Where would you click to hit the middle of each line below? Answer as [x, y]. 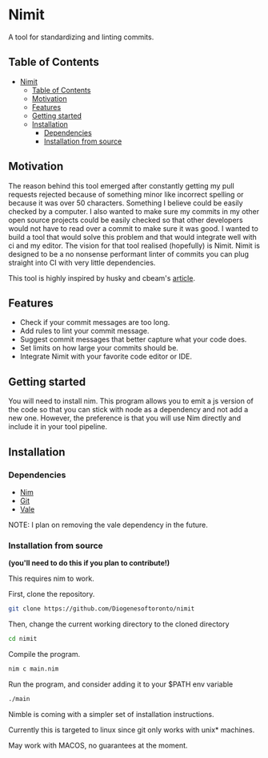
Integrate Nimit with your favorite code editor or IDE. [106, 357]
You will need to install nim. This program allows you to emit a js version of [131, 401]
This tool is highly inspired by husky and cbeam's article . [102, 278]
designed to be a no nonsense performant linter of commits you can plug [129, 253]
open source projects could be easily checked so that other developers [126, 220]
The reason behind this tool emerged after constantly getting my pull [121, 185]
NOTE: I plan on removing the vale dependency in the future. [108, 525]
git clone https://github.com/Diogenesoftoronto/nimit [102, 609]
